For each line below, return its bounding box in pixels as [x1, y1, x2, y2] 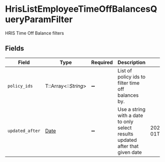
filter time [117, 80, 140, 86]
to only [117, 118, 134, 125]
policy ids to [117, 73, 146, 80]
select [117, 124, 132, 131]
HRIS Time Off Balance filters [5, 30, 64, 36]
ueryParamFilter [5, 14, 73, 25]
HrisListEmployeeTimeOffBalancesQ [5, 3, 157, 15]
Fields [5, 44, 25, 53]
